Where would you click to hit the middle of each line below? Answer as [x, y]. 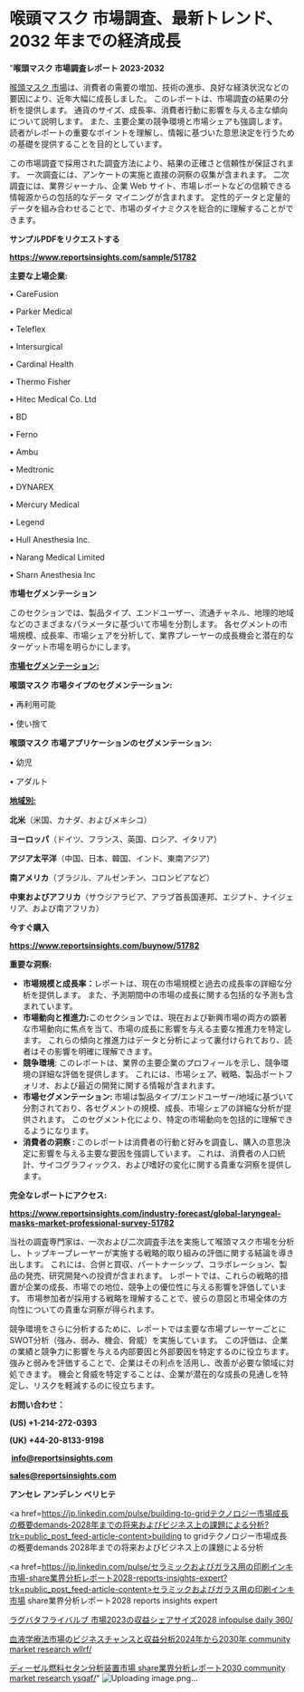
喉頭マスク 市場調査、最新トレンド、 [146, 19]
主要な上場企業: [38, 275]
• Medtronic [32, 469]
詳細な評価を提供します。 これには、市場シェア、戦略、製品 [150, 1073]
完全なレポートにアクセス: [58, 1195]
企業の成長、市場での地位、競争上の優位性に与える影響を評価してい [152, 1286]
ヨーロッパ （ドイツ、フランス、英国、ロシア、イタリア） [115, 839]
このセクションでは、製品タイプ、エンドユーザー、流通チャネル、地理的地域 [152, 612]
